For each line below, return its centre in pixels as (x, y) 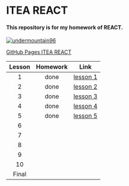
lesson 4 (86, 106)
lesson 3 (86, 96)
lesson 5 (86, 116)
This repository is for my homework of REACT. (64, 27)
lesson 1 (86, 77)
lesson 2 (86, 87)
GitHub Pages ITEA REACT (39, 52)
